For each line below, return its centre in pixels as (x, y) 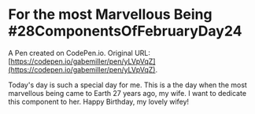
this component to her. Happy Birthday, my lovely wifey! (99, 101)
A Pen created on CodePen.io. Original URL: (79, 53)
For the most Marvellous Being (110, 15)
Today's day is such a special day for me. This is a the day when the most (128, 85)
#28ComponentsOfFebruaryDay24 (125, 31)
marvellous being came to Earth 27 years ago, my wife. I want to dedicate (127, 93)
